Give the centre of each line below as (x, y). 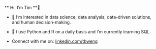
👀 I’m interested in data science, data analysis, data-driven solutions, (81, 17)
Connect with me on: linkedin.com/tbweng (55, 41)
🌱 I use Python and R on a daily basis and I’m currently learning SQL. (81, 32)
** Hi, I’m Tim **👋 (22, 8)
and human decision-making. (41, 22)
